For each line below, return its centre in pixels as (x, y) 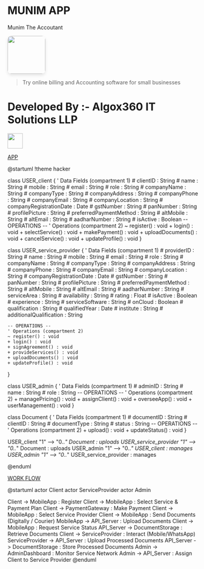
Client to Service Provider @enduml (52, 559)
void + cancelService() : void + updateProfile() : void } (75, 238)
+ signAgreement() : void (40, 347)
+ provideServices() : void (43, 352)
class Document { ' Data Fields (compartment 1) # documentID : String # (97, 417)
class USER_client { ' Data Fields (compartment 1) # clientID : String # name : (103, 180)
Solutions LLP (43, 120)
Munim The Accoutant (35, 27)
